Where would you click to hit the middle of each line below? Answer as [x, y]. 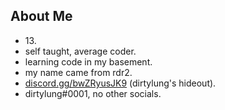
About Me [41, 16]
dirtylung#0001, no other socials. [93, 93]
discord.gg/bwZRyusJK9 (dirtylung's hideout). [120, 83]
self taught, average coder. [80, 51]
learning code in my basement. [88, 61]
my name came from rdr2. [78, 72]
